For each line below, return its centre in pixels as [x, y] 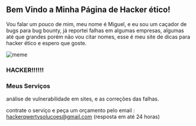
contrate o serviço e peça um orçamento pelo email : [70, 111]
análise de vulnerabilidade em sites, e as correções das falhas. [83, 99]
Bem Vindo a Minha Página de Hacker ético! [88, 10]
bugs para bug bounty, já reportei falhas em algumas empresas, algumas [95, 30]
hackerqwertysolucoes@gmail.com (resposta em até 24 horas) [83, 117]
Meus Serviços [28, 86]
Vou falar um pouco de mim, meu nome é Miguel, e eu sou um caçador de [97, 24]
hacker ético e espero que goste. [46, 43]
